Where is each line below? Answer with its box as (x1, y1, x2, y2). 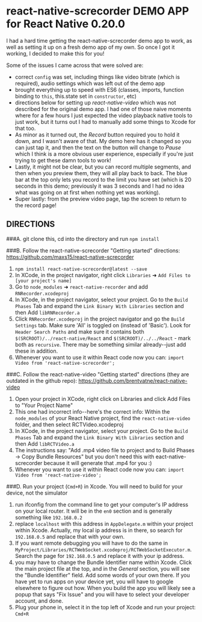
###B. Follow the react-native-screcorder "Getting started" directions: (6, 246, 180, 254)
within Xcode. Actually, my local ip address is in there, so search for (14, 527, 183, 534)
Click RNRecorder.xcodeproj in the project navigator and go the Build (14, 315, 185, 322)
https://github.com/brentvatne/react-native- (78, 377, 188, 384)
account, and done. (14, 597, 64, 604)
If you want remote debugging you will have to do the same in (14, 539, 168, 547)
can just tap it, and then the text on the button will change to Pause (14, 144, 182, 151)
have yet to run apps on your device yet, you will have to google (14, 578, 174, 585)
